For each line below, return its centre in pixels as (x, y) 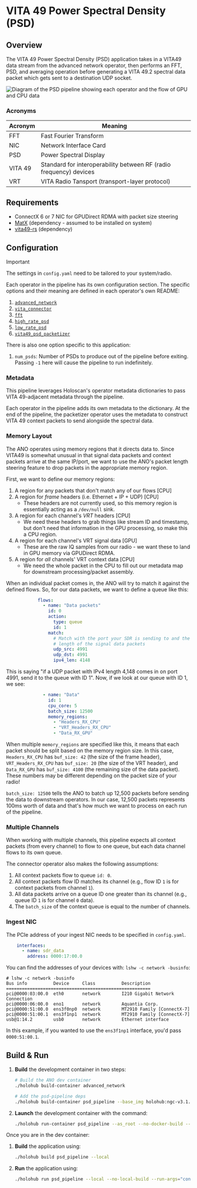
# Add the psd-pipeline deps (50, 1096)
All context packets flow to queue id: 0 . (63, 876)
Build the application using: (47, 1146)
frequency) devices (68, 172)
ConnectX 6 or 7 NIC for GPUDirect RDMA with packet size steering (96, 217)
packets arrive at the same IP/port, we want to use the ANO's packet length (97, 461)
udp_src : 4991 (70, 649)
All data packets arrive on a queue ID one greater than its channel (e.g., (101, 894)
